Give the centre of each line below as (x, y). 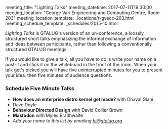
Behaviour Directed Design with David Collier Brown (68, 110)
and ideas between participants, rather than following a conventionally (78, 44)
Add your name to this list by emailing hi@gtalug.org (67, 121)
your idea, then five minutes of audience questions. (59, 75)
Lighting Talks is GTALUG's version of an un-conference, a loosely (75, 33)
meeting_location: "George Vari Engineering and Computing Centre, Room (82, 13)
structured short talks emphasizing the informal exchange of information (81, 38)
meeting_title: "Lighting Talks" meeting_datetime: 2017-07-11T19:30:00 (79, 7)
